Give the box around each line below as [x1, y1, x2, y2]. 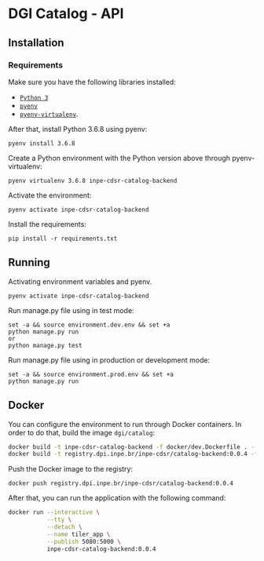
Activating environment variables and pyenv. [8, 276, 152, 286]
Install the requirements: [8, 219, 86, 228]
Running [8, 256, 51, 269]
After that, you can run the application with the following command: [8, 494, 226, 503]
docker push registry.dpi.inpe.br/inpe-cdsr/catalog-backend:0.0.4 [8, 479, 234, 487]
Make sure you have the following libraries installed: [8, 77, 177, 86]
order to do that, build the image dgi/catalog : [8, 428, 156, 437]
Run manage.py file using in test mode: [8, 305, 135, 315]
